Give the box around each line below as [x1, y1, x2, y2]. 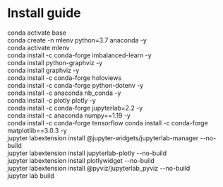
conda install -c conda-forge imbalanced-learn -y [7, 51, 152, 59]
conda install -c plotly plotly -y [7, 96, 97, 104]
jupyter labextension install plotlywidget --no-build [7, 156, 155, 164]
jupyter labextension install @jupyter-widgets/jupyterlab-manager [7, 133, 199, 142]
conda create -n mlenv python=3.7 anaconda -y [7, 35, 147, 44]
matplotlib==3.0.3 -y [7, 126, 67, 135]
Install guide [7, 5, 81, 21]
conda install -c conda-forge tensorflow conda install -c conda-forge [7, 118, 208, 127]
